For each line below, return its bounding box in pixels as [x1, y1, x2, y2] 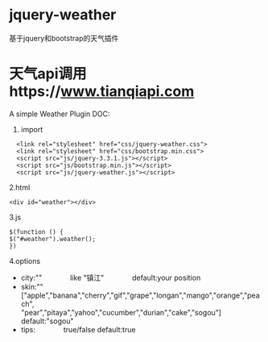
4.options [9, 256, 41, 265]
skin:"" [20, 282, 43, 291]
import [20, 124, 43, 134]
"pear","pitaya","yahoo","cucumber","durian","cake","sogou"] [20, 307, 222, 317]
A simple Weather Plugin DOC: [9, 109, 111, 119]
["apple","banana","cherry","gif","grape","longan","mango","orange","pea [20, 290, 260, 300]
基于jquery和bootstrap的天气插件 [9, 33, 119, 43]
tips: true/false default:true [20, 324, 136, 334]
